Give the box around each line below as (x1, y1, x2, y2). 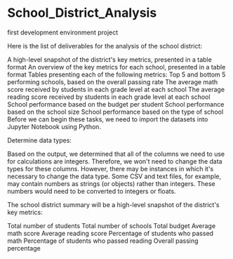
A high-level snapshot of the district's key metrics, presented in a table (7, 55, 212, 64)
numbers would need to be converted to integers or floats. (7, 187, 177, 195)
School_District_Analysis (7, 5, 157, 21)
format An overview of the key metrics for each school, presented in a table (7, 62, 226, 71)
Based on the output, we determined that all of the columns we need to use (7, 150, 225, 158)
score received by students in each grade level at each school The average (7, 85, 225, 93)
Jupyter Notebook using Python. (7, 122, 102, 131)
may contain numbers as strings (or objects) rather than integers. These (7, 179, 215, 187)
